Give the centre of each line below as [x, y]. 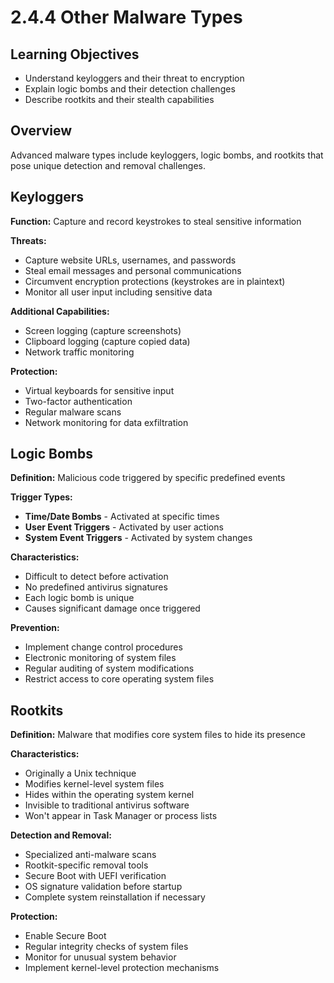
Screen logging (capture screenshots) [103, 330]
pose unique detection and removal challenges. [108, 165]
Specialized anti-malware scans [90, 855]
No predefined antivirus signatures [96, 587]
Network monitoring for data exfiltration [106, 422]
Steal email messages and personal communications [133, 270]
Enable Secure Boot [65, 936]
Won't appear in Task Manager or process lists [121, 816]
